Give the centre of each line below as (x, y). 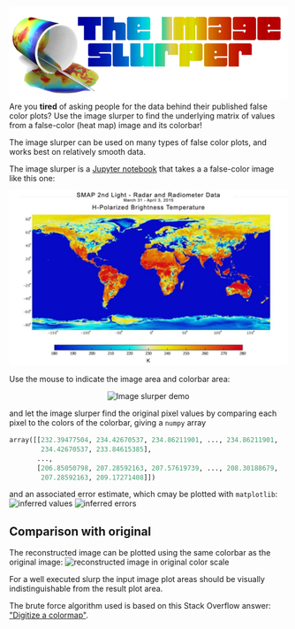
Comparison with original (80, 531)
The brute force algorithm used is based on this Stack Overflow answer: (140, 606)
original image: (36, 562)
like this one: (32, 178)
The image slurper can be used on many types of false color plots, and (138, 142)
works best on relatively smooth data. (78, 152)
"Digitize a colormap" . (49, 615)
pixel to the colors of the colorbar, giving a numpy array (108, 422)
